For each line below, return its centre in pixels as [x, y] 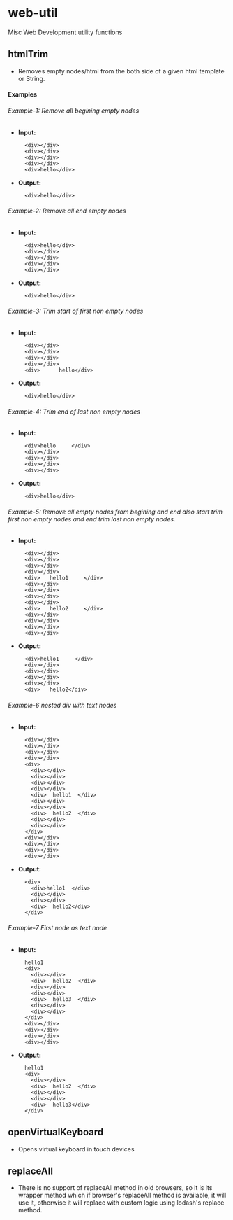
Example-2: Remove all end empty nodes [67, 211]
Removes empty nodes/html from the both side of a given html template [121, 71]
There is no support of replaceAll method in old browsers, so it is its [115, 1188]
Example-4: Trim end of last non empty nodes [74, 412]
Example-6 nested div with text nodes [62, 705]
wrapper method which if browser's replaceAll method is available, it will [122, 1196]
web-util [33, 13]
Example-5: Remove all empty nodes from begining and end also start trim [115, 512]
